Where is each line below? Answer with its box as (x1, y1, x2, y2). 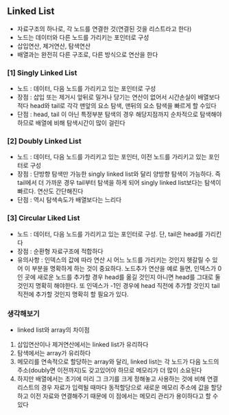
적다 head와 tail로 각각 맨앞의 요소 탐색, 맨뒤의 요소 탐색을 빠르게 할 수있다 (16, 102, 217, 110)
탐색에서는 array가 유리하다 (16, 349, 91, 357)
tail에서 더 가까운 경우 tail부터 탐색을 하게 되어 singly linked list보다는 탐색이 (16, 179, 221, 187)
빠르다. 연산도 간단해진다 (16, 187, 84, 195)
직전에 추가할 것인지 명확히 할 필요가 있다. (16, 290, 129, 298)
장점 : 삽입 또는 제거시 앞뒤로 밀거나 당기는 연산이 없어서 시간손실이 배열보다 (16, 93, 221, 102)
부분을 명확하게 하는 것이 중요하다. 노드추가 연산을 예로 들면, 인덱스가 (32, 264, 217, 272)
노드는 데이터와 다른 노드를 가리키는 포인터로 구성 (16, 33, 149, 41)
